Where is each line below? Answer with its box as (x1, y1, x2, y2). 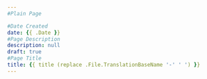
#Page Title (7, 55, 42, 62)
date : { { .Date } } (7, 29, 60, 36)
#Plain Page (7, 10, 42, 17)
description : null (7, 42, 60, 49)
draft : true (7, 49, 42, 55)
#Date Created (7, 22, 49, 30)
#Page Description (7, 35, 60, 42)
